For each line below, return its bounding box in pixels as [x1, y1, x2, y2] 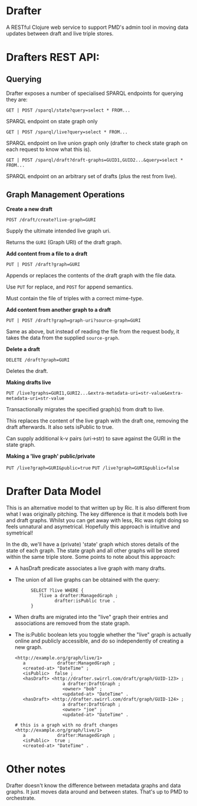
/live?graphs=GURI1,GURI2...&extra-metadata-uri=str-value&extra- [17, 390, 183, 396]
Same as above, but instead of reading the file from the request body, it [6, 327, 180, 335]
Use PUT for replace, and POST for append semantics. [6, 283, 133, 290]
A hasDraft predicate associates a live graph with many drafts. [14, 565, 166, 572]
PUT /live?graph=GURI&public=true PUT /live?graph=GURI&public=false [6, 465, 180, 471]
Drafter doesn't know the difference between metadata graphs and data [6, 782, 181, 789]
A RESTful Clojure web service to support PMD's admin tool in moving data [6, 24, 189, 31]
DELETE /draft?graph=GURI [6, 357, 70, 363]
